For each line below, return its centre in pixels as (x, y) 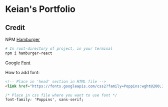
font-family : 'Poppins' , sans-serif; (44, 100)
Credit (15, 28)
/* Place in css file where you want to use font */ (61, 95)
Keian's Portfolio (40, 9)
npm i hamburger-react (29, 53)
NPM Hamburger (22, 39)
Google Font (18, 63)
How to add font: (22, 72)
